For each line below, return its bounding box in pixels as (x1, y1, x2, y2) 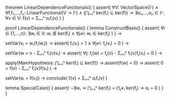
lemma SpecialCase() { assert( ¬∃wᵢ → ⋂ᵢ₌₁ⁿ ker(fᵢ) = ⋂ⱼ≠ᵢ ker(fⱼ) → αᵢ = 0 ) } (5, 85, 164, 91)
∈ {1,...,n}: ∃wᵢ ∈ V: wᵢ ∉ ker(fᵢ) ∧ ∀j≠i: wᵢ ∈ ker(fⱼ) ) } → (5, 30, 122, 36)
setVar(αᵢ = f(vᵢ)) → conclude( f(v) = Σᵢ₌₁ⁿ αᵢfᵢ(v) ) (5, 75, 108, 81)
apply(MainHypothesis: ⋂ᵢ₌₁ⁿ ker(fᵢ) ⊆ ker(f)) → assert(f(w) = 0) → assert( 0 (5, 60, 164, 65)
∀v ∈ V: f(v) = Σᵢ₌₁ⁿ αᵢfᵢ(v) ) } (5, 15, 65, 21)
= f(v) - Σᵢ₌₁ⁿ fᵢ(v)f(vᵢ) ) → (5, 65, 57, 71)
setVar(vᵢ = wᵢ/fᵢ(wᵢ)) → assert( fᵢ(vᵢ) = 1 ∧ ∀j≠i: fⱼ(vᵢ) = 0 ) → (5, 40, 129, 46)
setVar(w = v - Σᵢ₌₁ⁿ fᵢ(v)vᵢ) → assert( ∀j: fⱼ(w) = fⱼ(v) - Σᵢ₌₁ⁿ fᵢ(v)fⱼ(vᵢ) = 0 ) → (5, 50, 162, 56)
